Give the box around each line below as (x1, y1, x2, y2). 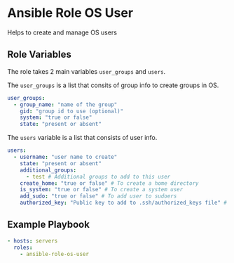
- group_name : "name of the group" (13, 101, 118, 108)
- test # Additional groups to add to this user (25, 173, 171, 180)
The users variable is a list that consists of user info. (7, 134, 158, 142)
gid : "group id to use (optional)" (20, 108, 124, 115)
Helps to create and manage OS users (7, 28, 118, 37)
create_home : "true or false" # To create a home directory (20, 179, 199, 187)
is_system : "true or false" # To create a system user (20, 186, 184, 193)
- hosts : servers (7, 237, 58, 244)
